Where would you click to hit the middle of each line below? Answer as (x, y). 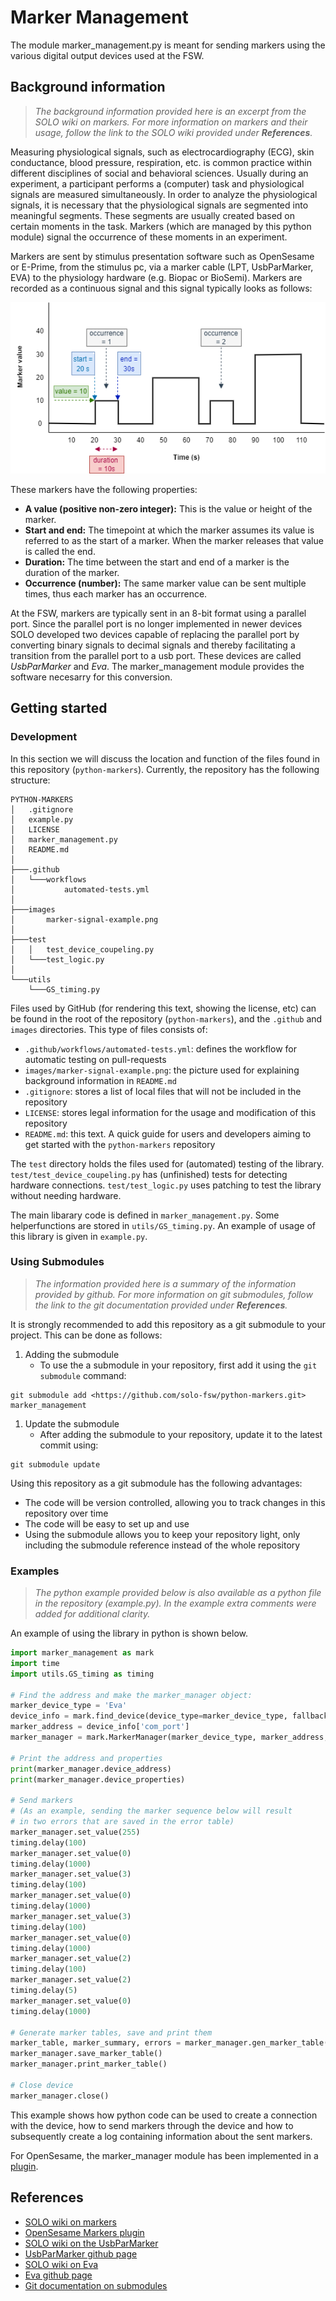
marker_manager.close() (60, 2096)
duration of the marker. (72, 572)
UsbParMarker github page (81, 2253)
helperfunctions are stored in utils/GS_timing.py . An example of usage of (163, 1225)
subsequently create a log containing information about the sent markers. (161, 2136)
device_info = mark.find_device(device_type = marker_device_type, (149, 1716)
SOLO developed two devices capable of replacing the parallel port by (155, 634)
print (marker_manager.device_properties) (98, 1779)
